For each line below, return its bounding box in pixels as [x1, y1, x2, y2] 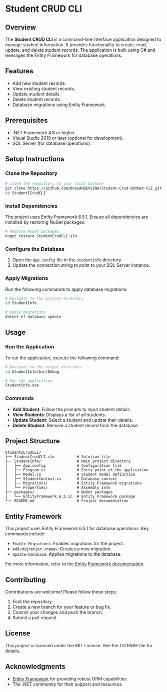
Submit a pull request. [12, 615, 58, 621]
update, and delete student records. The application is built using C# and [5, 47, 156, 53]
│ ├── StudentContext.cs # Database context [5, 476, 117, 481]
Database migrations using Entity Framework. [12, 102, 106, 108]
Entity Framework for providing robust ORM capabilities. [12, 675, 128, 681]
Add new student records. [12, 80, 66, 86]
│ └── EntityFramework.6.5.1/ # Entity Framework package [5, 494, 135, 499]
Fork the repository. [12, 599, 53, 605]
